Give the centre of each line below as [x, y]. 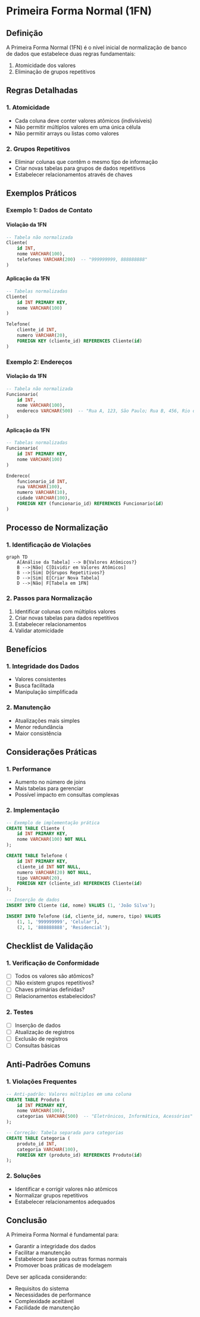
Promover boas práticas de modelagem [63, 1266]
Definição [25, 33]
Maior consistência [38, 733]
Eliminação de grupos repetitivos [55, 72]
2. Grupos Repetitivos [38, 149]
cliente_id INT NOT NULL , [49, 867]
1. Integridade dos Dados [43, 666]
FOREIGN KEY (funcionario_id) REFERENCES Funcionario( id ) [90, 504]
